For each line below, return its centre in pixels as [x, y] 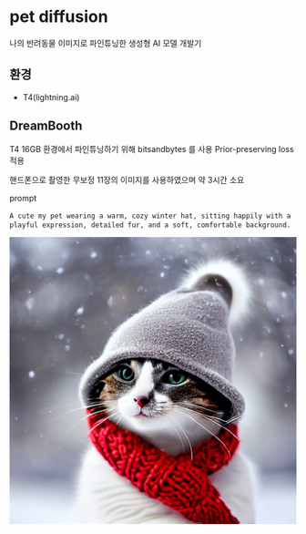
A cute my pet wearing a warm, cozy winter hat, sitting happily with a [150, 216]
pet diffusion [59, 17]
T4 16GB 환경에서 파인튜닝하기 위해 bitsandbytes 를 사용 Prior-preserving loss [152, 149]
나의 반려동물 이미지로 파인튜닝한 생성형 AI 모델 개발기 [106, 43]
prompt [23, 198]
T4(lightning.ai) [51, 97]
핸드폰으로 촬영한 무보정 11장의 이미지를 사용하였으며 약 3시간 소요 [127, 180]
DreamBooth [46, 126]
